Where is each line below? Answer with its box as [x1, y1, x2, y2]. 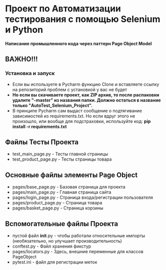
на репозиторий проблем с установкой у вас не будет [12, 87, 127, 92]
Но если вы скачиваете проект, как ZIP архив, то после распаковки [12, 91, 160, 97]
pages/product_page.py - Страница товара [12, 200, 103, 206]
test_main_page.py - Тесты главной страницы [12, 151, 108, 157]
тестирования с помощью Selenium [5, 13, 161, 25]
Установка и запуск [5, 70, 55, 77]
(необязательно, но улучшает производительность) [12, 238, 122, 244]
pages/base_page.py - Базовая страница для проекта [12, 184, 125, 190]
